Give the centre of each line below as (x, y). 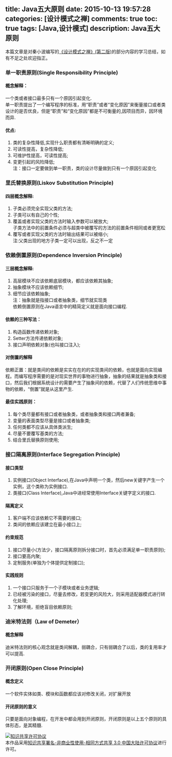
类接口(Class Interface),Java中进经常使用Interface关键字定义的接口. (84, 493)
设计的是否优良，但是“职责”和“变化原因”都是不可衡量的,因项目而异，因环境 (84, 111)
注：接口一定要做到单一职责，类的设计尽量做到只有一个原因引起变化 (84, 168)
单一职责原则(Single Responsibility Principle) (62, 73)
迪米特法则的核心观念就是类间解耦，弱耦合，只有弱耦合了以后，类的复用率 (84, 647)
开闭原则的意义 (21, 707)
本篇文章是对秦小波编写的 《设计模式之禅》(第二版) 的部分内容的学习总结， (83, 51)
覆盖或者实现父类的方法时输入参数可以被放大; (61, 221)
